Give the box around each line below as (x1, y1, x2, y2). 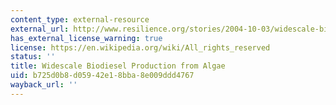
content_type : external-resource (10, 14, 150, 25)
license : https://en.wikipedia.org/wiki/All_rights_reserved (10, 42, 271, 53)
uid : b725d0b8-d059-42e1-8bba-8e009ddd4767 (10, 71, 195, 81)
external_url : (10, 24, 70, 34)
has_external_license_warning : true (10, 33, 163, 43)
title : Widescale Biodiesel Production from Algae (10, 61, 226, 71)
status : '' (10, 52, 56, 62)
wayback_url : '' (10, 80, 78, 90)
